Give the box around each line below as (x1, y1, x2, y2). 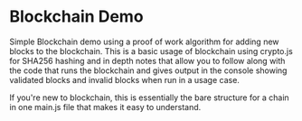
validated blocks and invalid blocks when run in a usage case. (9, 74, 240, 85)
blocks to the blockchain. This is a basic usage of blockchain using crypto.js (9, 45, 294, 56)
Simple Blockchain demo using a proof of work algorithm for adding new (9, 36, 279, 47)
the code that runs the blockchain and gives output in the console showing (9, 65, 288, 76)
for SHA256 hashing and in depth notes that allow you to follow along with (9, 55, 286, 66)
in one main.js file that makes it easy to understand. (9, 101, 202, 112)
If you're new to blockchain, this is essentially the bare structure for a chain (9, 92, 289, 103)
